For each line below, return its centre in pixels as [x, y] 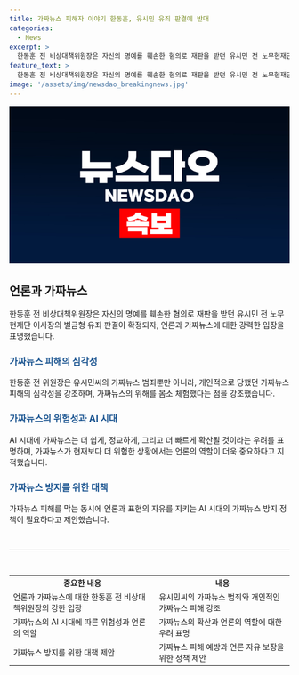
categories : [31, 28]
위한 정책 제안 [182, 658]
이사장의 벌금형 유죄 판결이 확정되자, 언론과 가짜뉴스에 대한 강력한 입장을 [158, 325]
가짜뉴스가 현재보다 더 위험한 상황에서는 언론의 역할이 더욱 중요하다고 [155, 451]
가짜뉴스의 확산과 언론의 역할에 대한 [221, 622]
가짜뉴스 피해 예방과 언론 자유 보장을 [222, 647]
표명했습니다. [32, 336]
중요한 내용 [82, 583]
